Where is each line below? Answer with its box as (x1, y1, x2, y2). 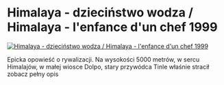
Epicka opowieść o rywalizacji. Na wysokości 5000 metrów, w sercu (7, 55, 200, 63)
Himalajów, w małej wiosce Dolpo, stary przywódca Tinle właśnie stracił (7, 62, 210, 71)
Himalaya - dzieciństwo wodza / (7, 5, 194, 21)
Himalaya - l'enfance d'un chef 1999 (7, 19, 218, 35)
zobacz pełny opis (7, 70, 59, 78)
